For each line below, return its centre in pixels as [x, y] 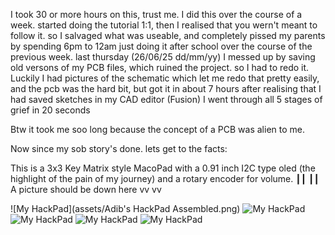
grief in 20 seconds [50, 110]
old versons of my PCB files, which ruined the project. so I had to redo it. [160, 67]
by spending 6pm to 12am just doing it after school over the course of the [161, 46]
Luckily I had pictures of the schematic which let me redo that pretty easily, [165, 78]
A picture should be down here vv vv [86, 189]
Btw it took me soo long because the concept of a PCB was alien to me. [158, 129]
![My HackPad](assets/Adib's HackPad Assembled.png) [125, 208]
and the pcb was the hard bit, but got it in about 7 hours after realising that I [166, 88]
